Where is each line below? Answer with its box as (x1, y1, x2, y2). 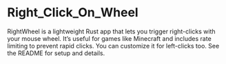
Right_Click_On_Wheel (7, 5, 139, 20)
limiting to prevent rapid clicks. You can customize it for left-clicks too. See (7, 42, 220, 50)
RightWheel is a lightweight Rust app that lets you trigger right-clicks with (7, 27, 216, 35)
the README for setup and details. (7, 49, 105, 57)
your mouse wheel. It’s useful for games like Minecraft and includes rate (7, 34, 212, 42)
